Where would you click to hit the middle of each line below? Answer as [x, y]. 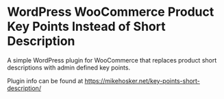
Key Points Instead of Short [86, 26]
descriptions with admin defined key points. [69, 67]
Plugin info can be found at [45, 80]
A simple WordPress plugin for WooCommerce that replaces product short [112, 60]
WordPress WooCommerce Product [111, 12]
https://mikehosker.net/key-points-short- [142, 80]
